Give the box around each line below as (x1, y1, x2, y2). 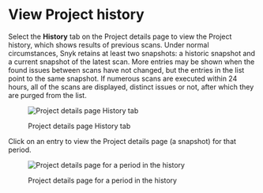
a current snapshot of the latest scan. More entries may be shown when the (8, 57, 255, 66)
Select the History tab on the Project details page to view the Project (8, 32, 232, 41)
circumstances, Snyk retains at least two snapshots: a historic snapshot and (8, 48, 255, 58)
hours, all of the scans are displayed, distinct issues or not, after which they (8, 81, 254, 92)
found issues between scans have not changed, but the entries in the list (8, 65, 245, 74)
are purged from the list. (8, 90, 87, 100)
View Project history (8, 6, 145, 24)
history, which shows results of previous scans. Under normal (8, 40, 209, 49)
